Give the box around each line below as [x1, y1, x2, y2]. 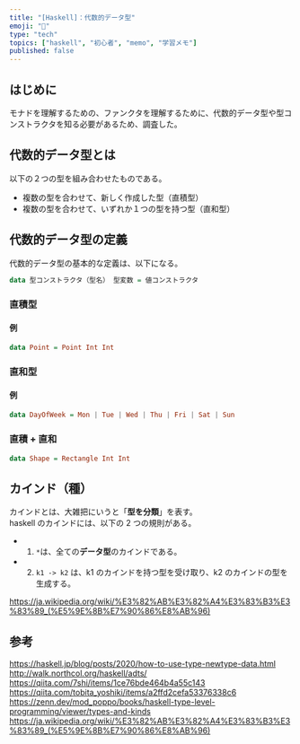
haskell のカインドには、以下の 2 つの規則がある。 [9, 518, 197, 529]
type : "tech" [9, 30, 58, 39]
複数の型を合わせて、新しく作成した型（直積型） [22, 192, 204, 203]
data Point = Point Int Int [9, 343, 115, 352]
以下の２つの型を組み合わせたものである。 [9, 172, 167, 184]
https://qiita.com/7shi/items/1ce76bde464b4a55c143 [9, 678, 206, 688]
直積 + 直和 [9, 433, 57, 445]
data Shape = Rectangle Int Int [9, 454, 130, 463]
